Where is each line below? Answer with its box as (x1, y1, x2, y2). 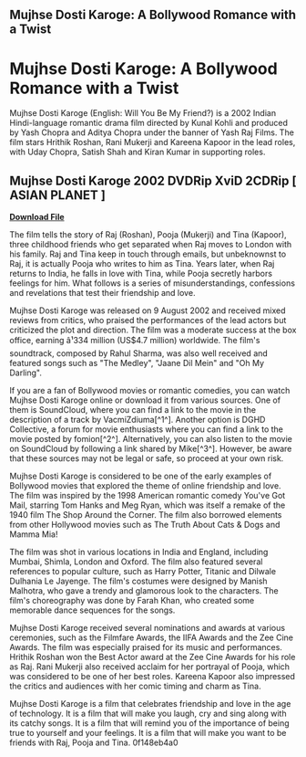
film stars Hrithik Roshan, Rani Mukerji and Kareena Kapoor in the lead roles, (9, 137, 296, 148)
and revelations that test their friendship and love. (9, 288, 196, 299)
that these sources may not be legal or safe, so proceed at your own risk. (9, 453, 284, 464)
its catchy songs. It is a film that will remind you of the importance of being (9, 718, 290, 729)
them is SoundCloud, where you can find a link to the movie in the (9, 405, 257, 415)
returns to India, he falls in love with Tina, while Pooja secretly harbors (9, 268, 273, 279)
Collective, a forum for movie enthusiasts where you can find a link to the (9, 424, 284, 435)
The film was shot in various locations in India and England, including (9, 547, 269, 558)
